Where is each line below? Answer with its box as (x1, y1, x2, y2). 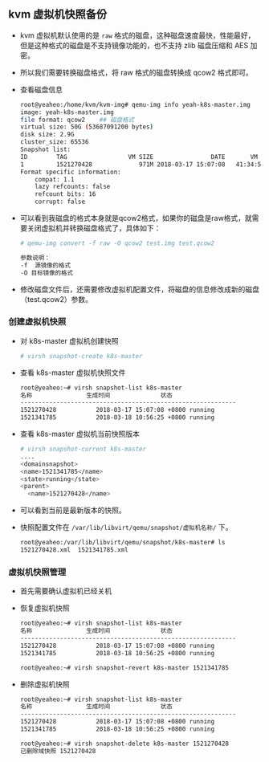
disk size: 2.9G (19, 131, 75, 139)
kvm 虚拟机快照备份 (8, 7, 108, 22)
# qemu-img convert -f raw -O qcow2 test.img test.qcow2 (19, 239, 215, 247)
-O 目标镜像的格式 (19, 268, 74, 277)
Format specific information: (19, 168, 122, 176)
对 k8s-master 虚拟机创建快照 (19, 336, 119, 345)
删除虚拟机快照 (19, 679, 70, 689)
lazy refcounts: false (35, 183, 111, 191)
